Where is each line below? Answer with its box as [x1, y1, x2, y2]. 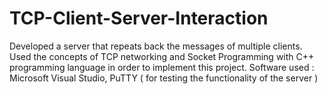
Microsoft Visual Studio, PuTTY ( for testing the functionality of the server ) [9, 72, 319, 84]
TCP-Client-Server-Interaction [9, 7, 269, 30]
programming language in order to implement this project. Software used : [9, 61, 315, 73]
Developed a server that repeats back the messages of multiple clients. [9, 40, 303, 52]
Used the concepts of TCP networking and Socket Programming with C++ [9, 50, 315, 62]
